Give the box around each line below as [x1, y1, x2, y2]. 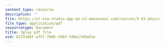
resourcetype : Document [5, 25, 54, 30]
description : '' [5, 12, 38, 17]
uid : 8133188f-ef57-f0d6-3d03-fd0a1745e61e [5, 35, 96, 40]
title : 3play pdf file [5, 30, 52, 35]
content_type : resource [5, 7, 54, 12]
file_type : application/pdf [5, 21, 63, 26]
